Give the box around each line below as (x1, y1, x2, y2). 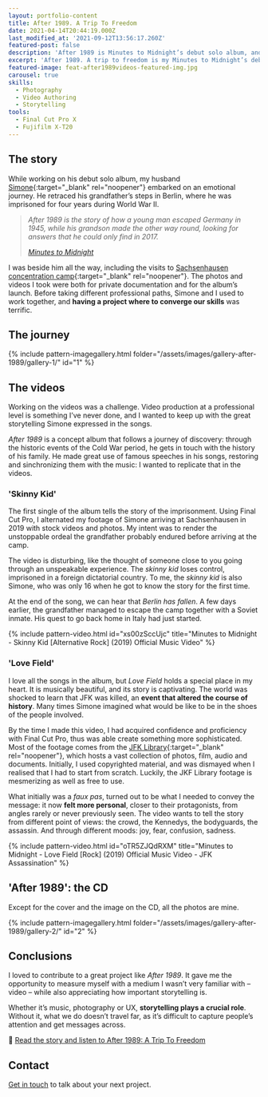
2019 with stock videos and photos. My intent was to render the (8, 524, 218, 533)
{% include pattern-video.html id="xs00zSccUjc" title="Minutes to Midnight (8, 629, 258, 639)
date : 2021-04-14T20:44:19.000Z (8, 26, 116, 34)
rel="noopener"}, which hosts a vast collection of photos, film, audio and (8, 750, 248, 760)
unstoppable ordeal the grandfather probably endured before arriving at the (8, 532, 258, 541)
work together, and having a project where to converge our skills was (8, 296, 240, 306)
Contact (8, 1059, 49, 1072)
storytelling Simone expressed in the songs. (8, 419, 153, 429)
